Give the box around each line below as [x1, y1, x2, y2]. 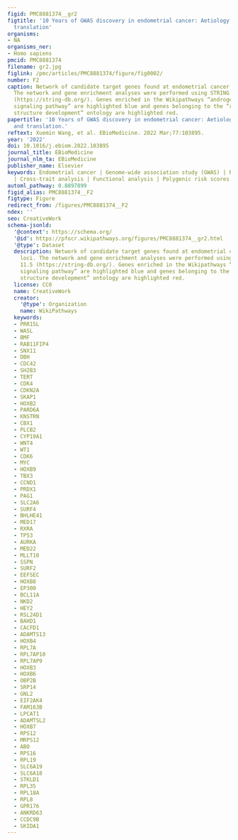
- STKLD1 [13, 776, 40, 783]
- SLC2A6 [13, 498, 40, 506]
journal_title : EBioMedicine [7, 149, 93, 156]
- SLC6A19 [13, 763, 42, 770]
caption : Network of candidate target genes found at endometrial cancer [7, 83, 230, 90]
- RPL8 [13, 796, 33, 803]
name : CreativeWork [13, 288, 72, 295]
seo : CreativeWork [7, 215, 62, 222]
